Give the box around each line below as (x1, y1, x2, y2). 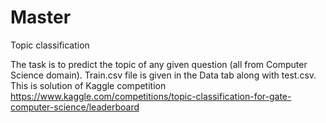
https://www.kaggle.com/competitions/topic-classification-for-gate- (10, 90, 292, 102)
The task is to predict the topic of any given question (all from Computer (10, 58, 308, 70)
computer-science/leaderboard (10, 101, 140, 113)
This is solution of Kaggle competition (10, 79, 167, 91)
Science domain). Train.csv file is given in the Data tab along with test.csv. (10, 69, 317, 81)
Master (10, 6, 72, 29)
